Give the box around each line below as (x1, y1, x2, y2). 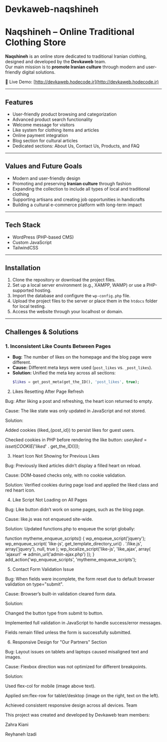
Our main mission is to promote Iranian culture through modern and (5, 64, 145, 70)
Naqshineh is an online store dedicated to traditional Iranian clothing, (5, 53, 147, 59)
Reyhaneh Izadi (5, 731, 37, 737)
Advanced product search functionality (12, 116, 93, 123)
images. (5, 654, 21, 660)
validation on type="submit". (5, 581, 64, 587)
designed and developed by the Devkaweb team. (5, 59, 106, 65)
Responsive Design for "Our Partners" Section (12, 639, 107, 645)
